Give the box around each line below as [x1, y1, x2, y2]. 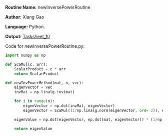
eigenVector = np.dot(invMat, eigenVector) [23, 103, 115, 108]
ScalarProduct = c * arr [14, 66, 66, 72]
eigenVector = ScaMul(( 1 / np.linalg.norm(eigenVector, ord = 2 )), [23, 108, 160, 113]
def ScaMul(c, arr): [5, 62, 48, 67]
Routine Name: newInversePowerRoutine [5, 5, 90, 10]
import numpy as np [5, 53, 46, 58]
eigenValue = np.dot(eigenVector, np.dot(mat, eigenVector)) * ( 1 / [14, 117, 157, 122]
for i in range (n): [14, 99, 55, 104]
